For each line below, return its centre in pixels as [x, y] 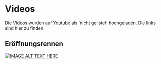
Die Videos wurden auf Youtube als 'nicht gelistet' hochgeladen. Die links [80, 23]
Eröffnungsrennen [34, 44]
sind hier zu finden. [25, 28]
